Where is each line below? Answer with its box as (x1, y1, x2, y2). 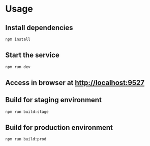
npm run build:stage (5, 109, 49, 114)
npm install (5, 37, 31, 42)
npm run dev (5, 64, 31, 69)
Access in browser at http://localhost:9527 (5, 78, 145, 87)
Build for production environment (5, 123, 113, 132)
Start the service (5, 51, 59, 60)
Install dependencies (5, 23, 73, 32)
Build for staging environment (5, 96, 102, 104)
